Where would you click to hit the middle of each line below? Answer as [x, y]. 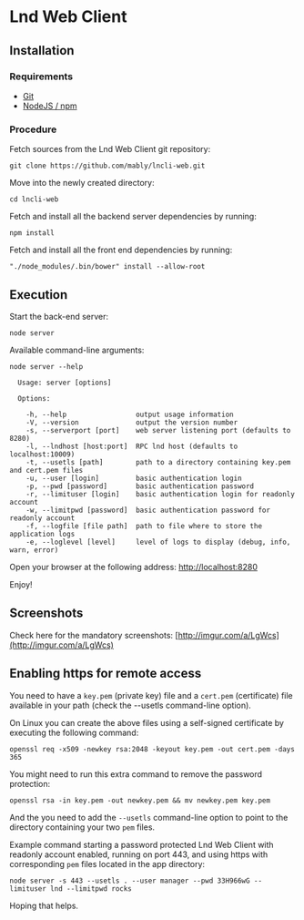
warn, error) [34, 550]
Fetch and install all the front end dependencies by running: [121, 250]
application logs [42, 534]
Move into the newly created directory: [82, 183]
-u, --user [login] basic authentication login [134, 478]
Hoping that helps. [44, 905]
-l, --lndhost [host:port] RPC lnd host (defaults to [132, 446]
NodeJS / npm [50, 106]
